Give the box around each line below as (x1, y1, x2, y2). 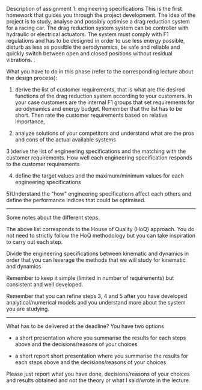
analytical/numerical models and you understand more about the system (6, 299, 186, 306)
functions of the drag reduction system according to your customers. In (14, 93, 192, 99)
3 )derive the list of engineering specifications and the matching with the (6, 147, 186, 155)
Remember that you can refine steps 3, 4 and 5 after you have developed (6, 292, 188, 300)
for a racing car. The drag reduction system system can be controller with (6, 24, 189, 31)
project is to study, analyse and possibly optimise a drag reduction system (6, 18, 191, 25)
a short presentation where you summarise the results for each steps (14, 334, 186, 341)
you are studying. (6, 305, 50, 312)
